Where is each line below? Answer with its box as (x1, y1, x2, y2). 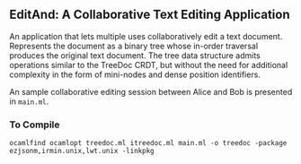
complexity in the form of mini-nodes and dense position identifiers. (9, 69, 261, 80)
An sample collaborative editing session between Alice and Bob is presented (9, 86, 293, 97)
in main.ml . (9, 96, 49, 107)
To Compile (9, 118, 60, 131)
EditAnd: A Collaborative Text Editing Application (9, 7, 290, 22)
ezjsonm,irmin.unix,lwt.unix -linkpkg (9, 147, 155, 156)
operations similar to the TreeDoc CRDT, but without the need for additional (9, 59, 288, 70)
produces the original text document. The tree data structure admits (9, 49, 261, 61)
